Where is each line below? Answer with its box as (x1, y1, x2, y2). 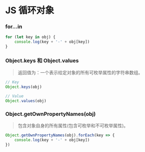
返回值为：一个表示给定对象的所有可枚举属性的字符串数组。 (17, 70, 143, 76)
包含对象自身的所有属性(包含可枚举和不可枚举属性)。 (17, 123, 129, 129)
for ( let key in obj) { (5, 35, 56, 40)
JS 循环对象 (5, 5, 54, 16)
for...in (5, 23, 22, 31)
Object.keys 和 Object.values (5, 57, 79, 64)
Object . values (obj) (5, 99, 47, 104)
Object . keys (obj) (5, 84, 42, 89)
